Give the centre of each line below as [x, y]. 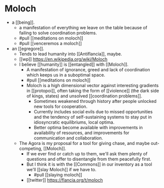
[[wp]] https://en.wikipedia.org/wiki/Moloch [63, 59]
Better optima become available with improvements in [88, 127]
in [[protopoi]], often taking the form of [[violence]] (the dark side [93, 91]
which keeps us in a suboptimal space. [66, 75]
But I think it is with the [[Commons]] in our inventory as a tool [89, 164]
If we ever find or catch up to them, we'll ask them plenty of [87, 153]
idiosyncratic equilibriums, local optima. [74, 122]
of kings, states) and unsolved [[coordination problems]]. [84, 96]
